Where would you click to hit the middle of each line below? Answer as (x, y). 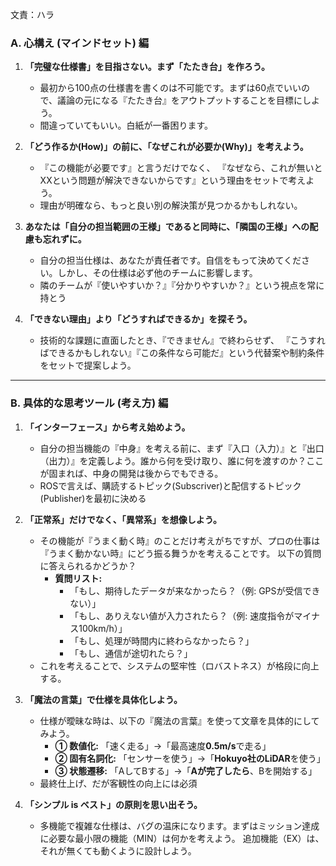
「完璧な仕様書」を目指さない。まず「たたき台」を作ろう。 (147, 67)
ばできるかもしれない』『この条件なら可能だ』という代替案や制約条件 (182, 353)
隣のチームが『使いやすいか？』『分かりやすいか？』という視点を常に (182, 285)
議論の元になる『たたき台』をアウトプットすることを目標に (180, 100)
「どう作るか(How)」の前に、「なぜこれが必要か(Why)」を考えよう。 (166, 147)
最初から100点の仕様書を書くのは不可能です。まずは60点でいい (170, 88)
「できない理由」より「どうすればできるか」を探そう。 (138, 319)
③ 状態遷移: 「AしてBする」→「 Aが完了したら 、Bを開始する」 (186, 770)
